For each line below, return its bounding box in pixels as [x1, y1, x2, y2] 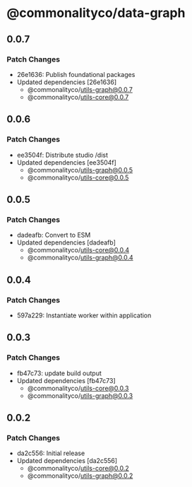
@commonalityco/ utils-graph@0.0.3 [27, 391, 133, 400]
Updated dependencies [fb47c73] [16, 376, 116, 385]
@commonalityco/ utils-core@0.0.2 [27, 464, 130, 473]
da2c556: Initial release [16, 449, 85, 457]
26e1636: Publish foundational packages [16, 70, 136, 78]
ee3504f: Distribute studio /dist [16, 151, 109, 159]
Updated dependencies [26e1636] [16, 78, 117, 86]
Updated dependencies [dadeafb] [16, 238, 116, 247]
